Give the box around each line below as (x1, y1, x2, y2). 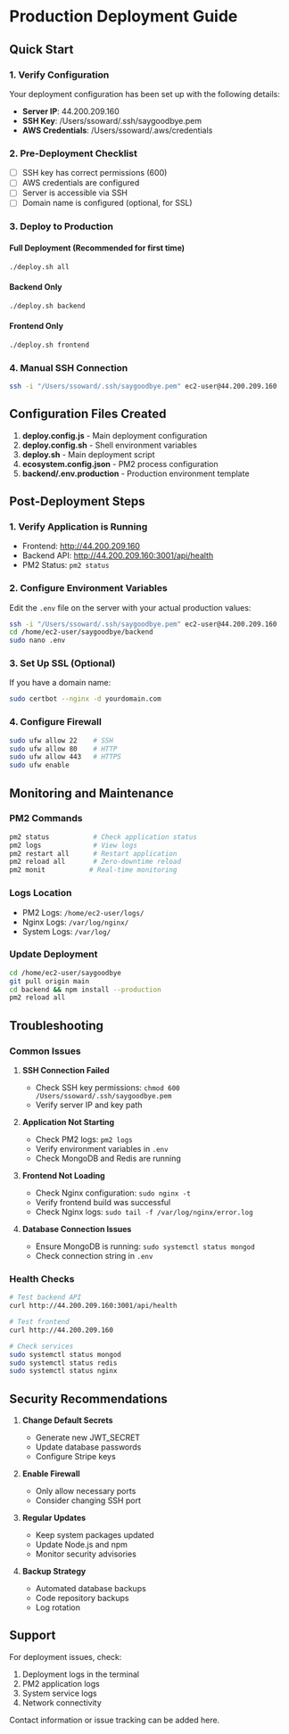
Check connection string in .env (35, 1250, 153, 1261)
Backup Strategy (21, 1566, 87, 1577)
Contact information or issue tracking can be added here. (9, 1714, 220, 1725)
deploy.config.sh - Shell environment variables (21, 440, 198, 450)
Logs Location (9, 887, 72, 900)
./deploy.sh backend (9, 301, 87, 310)
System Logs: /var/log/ (21, 925, 111, 937)
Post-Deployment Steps (9, 493, 145, 509)
